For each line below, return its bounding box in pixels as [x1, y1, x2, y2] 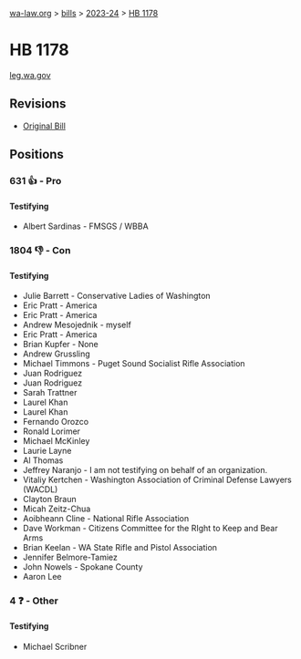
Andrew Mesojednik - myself [22, 319, 132, 331]
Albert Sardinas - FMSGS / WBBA [22, 221, 149, 232]
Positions [9, 147, 64, 162]
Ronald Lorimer [22, 426, 80, 437]
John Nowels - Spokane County [22, 561, 143, 572]
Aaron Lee [22, 571, 62, 582]
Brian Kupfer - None [22, 339, 99, 350]
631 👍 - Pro [9, 175, 62, 188]
